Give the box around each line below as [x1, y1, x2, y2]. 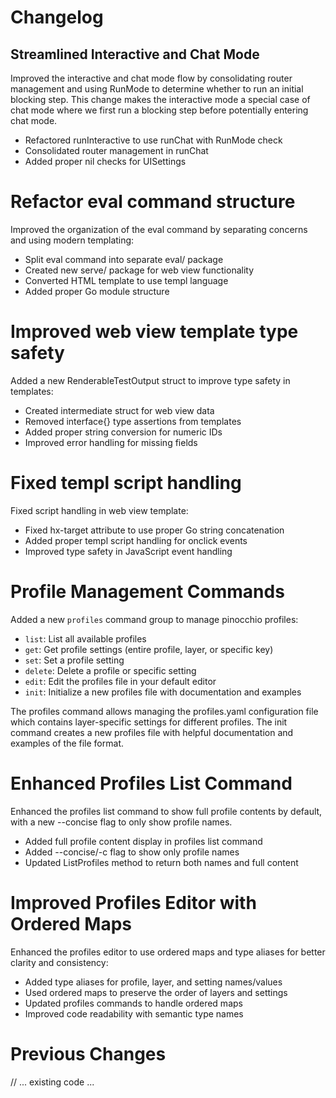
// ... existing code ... [10, 1076, 95, 1088]
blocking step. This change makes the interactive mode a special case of [10, 94, 311, 105]
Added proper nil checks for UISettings [24, 156, 187, 167]
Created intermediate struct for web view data [24, 404, 215, 416]
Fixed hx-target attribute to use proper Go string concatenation [24, 524, 285, 536]
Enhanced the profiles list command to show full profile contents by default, [10, 805, 323, 817]
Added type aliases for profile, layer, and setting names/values [24, 976, 283, 988]
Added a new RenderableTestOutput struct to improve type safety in [10, 374, 291, 386]
